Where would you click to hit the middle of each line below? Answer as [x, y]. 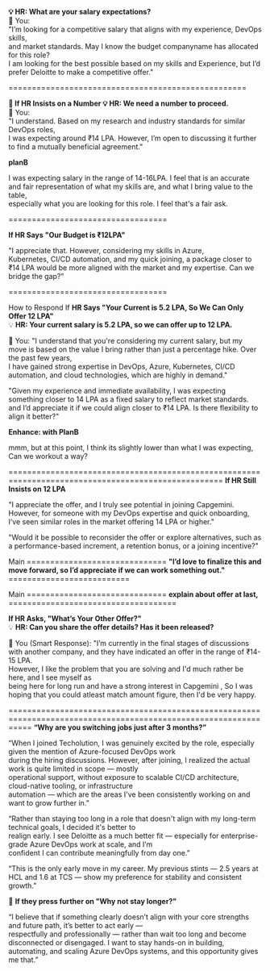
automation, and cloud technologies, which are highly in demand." [118, 375]
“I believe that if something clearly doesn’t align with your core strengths [129, 917]
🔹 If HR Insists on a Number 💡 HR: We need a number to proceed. [118, 103]
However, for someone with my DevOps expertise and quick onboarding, [129, 513]
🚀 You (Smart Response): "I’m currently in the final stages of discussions [129, 643]
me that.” [23, 960]
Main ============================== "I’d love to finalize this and [135, 561]
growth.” [23, 886]
